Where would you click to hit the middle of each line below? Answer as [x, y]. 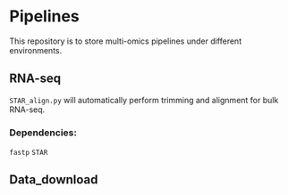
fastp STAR [29, 153]
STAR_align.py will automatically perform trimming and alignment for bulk [144, 100]
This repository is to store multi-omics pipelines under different [126, 41]
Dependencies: [43, 133]
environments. [36, 50]
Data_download [54, 180]
